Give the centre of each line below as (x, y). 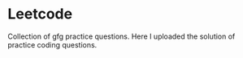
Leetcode (40, 14)
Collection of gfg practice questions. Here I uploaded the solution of (121, 36)
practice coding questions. (52, 44)
